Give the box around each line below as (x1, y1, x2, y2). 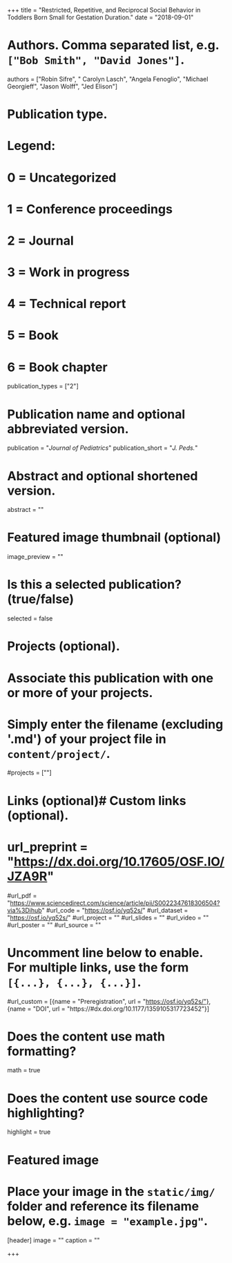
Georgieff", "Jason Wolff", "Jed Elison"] (7, 82, 118, 91)
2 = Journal (7, 233, 74, 248)
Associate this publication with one (7, 670, 214, 686)
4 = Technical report (7, 296, 126, 312)
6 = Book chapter (7, 359, 108, 375)
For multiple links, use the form (7, 960, 189, 975)
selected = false (7, 614, 53, 623)
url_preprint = (7, 839, 88, 855)
